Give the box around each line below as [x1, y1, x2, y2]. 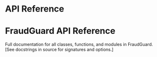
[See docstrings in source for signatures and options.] [5, 47, 114, 53]
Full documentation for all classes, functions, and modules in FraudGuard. [5, 42, 153, 47]
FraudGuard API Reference [5, 26, 116, 37]
